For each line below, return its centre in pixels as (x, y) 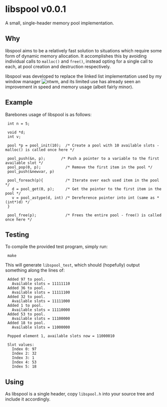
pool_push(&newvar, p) (31, 171)
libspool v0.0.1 (36, 9)
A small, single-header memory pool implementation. (60, 23)
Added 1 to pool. (25, 306)
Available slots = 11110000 (41, 310)
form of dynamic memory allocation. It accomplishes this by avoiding (76, 56)
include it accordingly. (28, 399)
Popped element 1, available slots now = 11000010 (61, 336)
